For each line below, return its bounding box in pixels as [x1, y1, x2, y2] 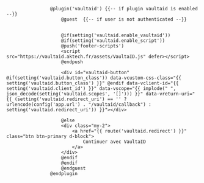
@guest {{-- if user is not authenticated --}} [60, 16, 188, 22]
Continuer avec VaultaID [82, 139, 147, 145]
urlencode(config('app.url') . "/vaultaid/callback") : [6, 102, 151, 108]
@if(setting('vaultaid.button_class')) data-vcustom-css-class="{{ [6, 75, 182, 81]
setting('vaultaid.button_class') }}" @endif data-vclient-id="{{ [6, 80, 179, 86]
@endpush [60, 59, 84, 65]
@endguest [60, 165, 86, 171]
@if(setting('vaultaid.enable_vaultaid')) [60, 32, 171, 38]
